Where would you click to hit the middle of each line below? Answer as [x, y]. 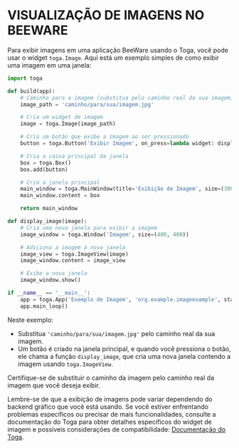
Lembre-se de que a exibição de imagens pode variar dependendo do [110, 399]
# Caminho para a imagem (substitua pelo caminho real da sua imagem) [127, 98]
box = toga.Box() [46, 163]
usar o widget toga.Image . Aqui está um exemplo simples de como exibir [113, 58]
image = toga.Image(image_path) [68, 124]
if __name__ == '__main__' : [49, 293]
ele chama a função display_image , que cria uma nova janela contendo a [124, 356]
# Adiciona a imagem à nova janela [73, 247]
